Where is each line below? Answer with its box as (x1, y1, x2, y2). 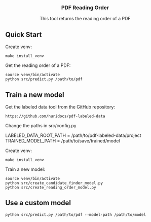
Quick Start (5, 30, 42, 39)
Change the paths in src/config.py (5, 122, 77, 128)
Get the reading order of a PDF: (5, 62, 71, 68)
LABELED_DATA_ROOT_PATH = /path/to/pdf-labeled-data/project (5, 132, 141, 138)
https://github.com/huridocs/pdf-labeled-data (5, 114, 105, 119)
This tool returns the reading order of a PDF (40, 16, 131, 22)
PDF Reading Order (61, 4, 109, 11)
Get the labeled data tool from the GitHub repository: (5, 103, 116, 110)
